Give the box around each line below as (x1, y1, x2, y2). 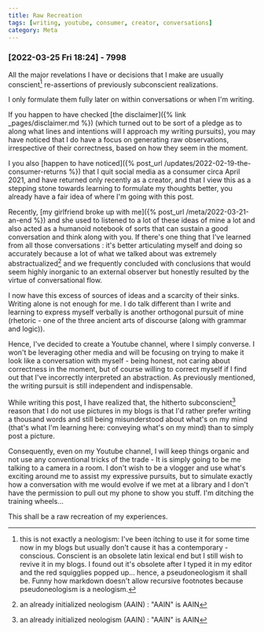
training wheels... (8, 496, 64, 505)
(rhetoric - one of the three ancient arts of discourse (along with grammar (8, 315, 247, 325)
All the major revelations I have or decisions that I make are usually (8, 70, 224, 79)
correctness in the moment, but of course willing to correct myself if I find (8, 364, 247, 373)
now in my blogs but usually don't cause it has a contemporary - (19, 542, 229, 552)
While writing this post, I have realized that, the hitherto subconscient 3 (8, 396, 236, 407)
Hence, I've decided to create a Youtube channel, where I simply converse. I (8, 339, 255, 348)
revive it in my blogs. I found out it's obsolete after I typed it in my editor (19, 559, 253, 568)
